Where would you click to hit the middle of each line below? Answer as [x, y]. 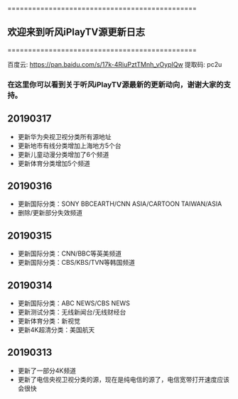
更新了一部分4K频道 [47, 371]
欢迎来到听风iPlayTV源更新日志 [76, 32]
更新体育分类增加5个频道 [54, 163]
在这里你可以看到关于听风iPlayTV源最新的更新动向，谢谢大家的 [115, 84]
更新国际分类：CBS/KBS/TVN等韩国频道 [76, 263]
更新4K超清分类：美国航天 [56, 329]
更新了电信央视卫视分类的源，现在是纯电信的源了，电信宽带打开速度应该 [123, 379]
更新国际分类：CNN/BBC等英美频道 [70, 253]
